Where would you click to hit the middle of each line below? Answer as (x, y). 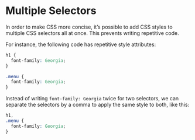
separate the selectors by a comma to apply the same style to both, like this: (97, 105)
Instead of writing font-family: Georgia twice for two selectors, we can (92, 99)
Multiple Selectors (51, 11)
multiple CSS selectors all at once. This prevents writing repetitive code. (92, 33)
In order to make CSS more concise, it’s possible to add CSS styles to (89, 27)
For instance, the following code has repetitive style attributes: (81, 44)
